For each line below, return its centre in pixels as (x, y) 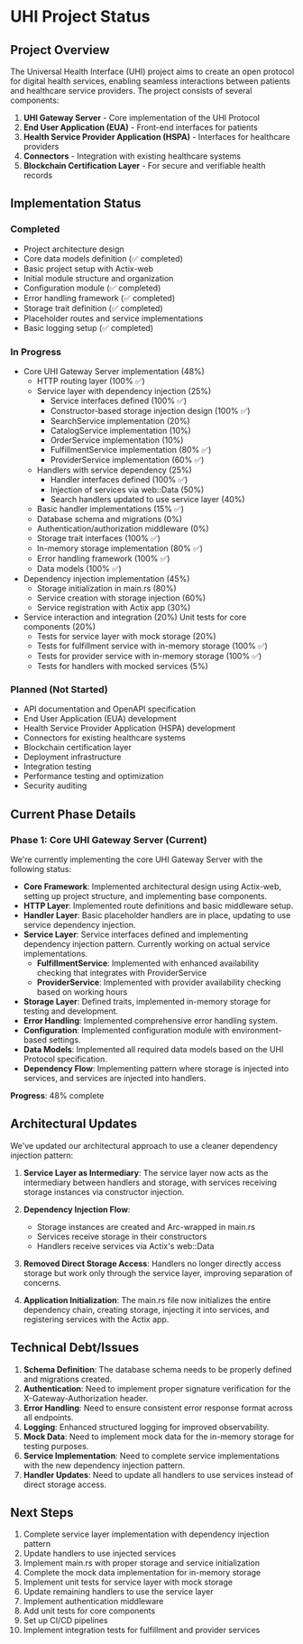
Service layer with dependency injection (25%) (124, 390)
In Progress (36, 352)
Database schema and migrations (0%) (110, 519)
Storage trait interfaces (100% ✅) (99, 537)
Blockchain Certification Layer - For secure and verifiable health (144, 165)
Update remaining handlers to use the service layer (119, 1592)
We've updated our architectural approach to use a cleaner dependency (144, 1145)
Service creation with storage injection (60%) (121, 598)
